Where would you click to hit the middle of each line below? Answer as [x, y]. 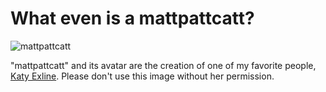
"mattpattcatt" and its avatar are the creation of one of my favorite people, [163, 65]
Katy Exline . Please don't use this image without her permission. [142, 76]
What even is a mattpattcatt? [132, 18]
